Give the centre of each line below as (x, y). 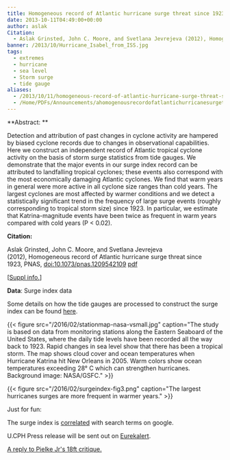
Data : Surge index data (40, 290)
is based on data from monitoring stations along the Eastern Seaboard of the (115, 331)
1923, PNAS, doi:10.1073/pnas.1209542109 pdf (73, 264)
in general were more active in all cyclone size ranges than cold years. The (112, 186)
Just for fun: (25, 409)
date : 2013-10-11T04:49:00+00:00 (55, 20)
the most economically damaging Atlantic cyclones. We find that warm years (115, 179)
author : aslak (27, 26)
